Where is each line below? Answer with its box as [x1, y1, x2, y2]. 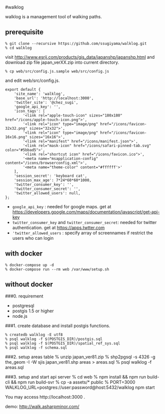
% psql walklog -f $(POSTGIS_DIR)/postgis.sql [5, 337, 103, 342]
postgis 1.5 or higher [12, 308, 54, 314]
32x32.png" [5, 126, 28, 131]
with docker [5, 249, 43, 258]
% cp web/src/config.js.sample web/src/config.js [5, 69, 110, 74]
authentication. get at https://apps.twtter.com [12, 225, 105, 230]
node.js [12, 313, 28, 319]
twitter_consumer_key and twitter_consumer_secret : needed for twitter [12, 219, 157, 225]
